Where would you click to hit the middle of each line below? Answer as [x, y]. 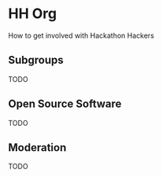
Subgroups [36, 60]
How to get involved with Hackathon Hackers [81, 35]
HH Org [33, 14]
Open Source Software [65, 104]
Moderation [37, 147]
